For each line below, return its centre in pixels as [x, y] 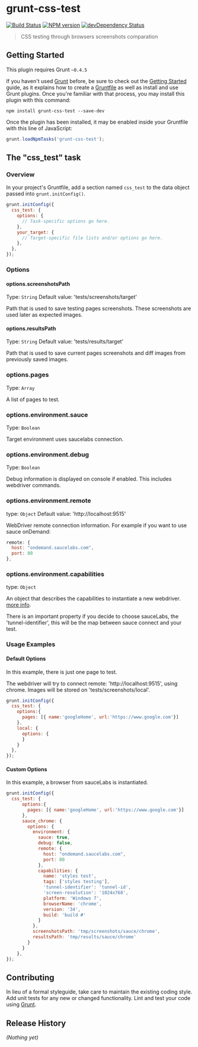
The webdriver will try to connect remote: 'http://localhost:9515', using [92, 683]
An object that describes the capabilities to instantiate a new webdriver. [93, 598]
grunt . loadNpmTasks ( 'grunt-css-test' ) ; [55, 139]
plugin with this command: [39, 100]
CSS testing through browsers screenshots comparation [89, 36]
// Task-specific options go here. [66, 221]
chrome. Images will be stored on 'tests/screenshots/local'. [78, 690]
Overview [20, 174]
